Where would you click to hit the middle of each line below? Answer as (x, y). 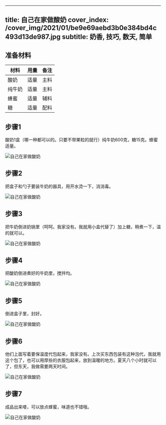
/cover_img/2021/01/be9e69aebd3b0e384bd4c (81, 28)
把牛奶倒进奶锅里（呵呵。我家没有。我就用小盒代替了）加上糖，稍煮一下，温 (83, 227)
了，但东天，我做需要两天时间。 (38, 367)
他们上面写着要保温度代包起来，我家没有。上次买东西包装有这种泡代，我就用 (83, 354)
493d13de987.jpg (33, 37)
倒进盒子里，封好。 (25, 314)
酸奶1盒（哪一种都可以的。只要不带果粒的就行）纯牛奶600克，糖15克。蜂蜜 (82, 140)
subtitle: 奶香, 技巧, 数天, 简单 (107, 37)
